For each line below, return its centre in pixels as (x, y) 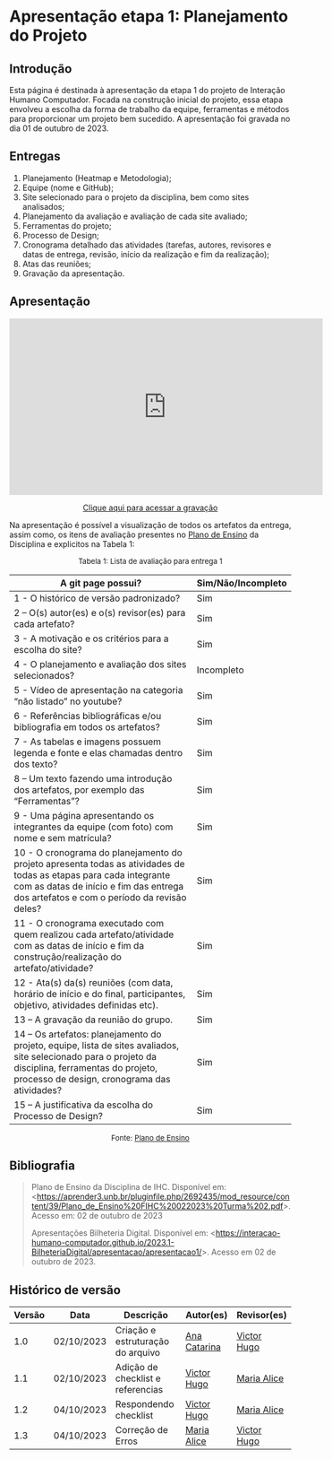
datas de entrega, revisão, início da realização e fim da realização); (146, 254)
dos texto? (36, 764)
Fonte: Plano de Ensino (150, 1138)
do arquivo (138, 1353)
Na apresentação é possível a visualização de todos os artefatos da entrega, (150, 525)
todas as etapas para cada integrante (92, 874)
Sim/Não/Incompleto (242, 583)
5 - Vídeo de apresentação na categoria (98, 690)
